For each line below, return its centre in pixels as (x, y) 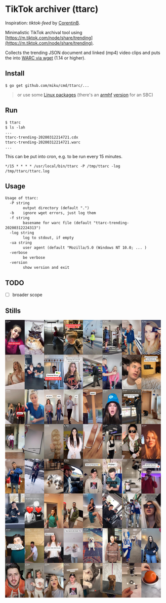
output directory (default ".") (56, 208)
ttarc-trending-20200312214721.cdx (42, 137)
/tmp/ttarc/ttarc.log (27, 171)
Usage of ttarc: (22, 198)
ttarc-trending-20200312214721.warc (43, 142)
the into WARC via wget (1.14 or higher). (45, 58)
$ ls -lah (15, 127)
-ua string (21, 243)
